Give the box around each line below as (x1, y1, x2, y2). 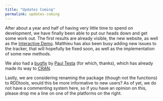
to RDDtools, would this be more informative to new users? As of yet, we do (5, 80, 157, 85)
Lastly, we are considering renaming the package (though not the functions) (5, 75, 158, 81)
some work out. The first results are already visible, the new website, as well (5, 35, 158, 41)
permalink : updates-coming (5, 12, 60, 17)
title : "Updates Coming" (5, 7, 55, 12)
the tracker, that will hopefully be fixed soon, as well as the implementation (5, 46, 155, 51)
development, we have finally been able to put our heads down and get (5, 30, 147, 36)
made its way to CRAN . (5, 65, 52, 71)
